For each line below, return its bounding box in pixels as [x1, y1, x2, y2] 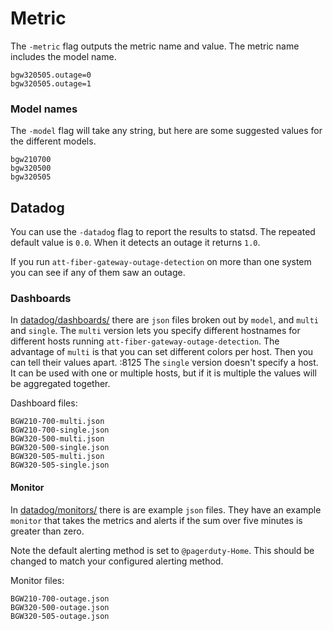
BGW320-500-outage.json [10, 602, 110, 612]
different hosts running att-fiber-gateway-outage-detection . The [10, 335, 280, 347]
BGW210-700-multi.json [10, 417, 105, 427]
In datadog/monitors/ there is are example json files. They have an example [10, 503, 322, 516]
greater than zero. [10, 525, 85, 537]
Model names [10, 102, 78, 116]
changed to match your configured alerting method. [10, 555, 224, 567]
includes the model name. [10, 50, 117, 62]
